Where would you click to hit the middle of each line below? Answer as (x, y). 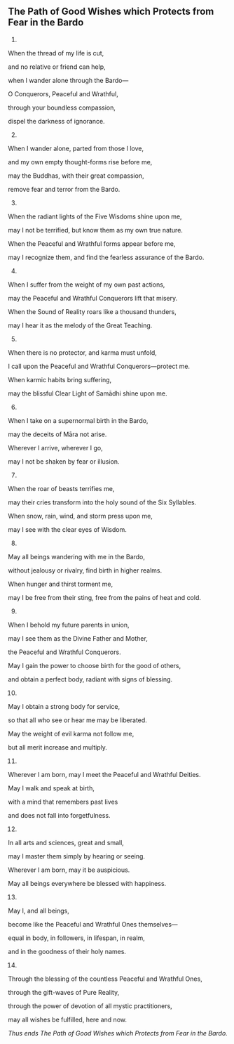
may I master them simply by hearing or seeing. (77, 856)
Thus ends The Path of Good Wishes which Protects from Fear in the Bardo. (118, 1033)
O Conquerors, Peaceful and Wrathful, (63, 93)
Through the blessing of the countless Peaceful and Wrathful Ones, (105, 979)
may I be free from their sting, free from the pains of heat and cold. (105, 597)
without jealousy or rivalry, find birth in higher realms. (85, 570)
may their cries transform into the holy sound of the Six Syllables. (102, 502)
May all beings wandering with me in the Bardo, (77, 556)
